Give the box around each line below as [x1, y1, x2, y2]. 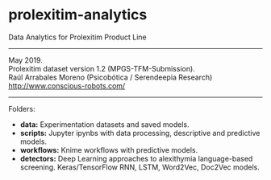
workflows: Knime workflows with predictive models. [19, 145, 198, 154]
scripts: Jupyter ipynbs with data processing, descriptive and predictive [19, 128, 261, 137]
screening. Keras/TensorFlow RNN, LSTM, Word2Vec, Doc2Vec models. [19, 162, 261, 172]
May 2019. [8, 55, 43, 65]
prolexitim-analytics [8, 6, 148, 24]
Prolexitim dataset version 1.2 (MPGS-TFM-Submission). [8, 63, 195, 73]
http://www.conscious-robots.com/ [8, 80, 126, 90]
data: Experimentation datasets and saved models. [19, 119, 190, 129]
